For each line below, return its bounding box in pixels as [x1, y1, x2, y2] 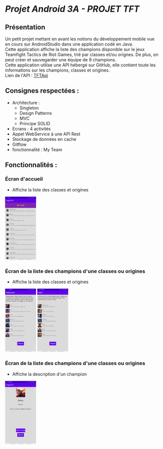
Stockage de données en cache [12, 136, 77, 142]
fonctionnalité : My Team [12, 146, 63, 153]
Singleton [19, 105, 39, 111]
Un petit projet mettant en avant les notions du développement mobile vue [5, 36, 155, 42]
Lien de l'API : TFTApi [5, 73, 48, 78]
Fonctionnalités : [5, 161, 57, 169]
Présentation [5, 23, 46, 31]
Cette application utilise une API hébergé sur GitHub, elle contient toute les [5, 62, 156, 68]
